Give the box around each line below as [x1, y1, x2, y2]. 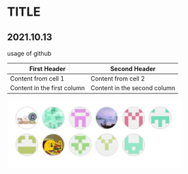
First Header [29, 64, 66, 72]
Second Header [110, 64, 156, 72]
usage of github [7, 49, 52, 57]
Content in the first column [10, 84, 85, 92]
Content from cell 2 [90, 74, 146, 83]
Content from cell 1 [10, 74, 65, 83]
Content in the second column [90, 84, 176, 92]
